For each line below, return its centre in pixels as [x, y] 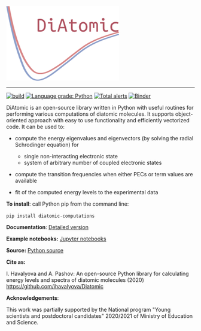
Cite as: [16, 262]
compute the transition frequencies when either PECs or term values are [104, 174]
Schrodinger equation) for [47, 145]
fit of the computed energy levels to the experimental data [86, 192]
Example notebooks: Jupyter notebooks [56, 239]
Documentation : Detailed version [47, 227]
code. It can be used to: [35, 127]
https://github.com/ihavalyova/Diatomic [55, 286]
